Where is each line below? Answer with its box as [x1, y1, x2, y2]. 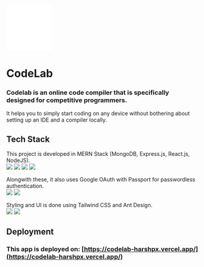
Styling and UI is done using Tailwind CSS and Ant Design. [6, 202, 153, 209]
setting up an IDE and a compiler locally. [6, 116, 107, 123]
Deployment [6, 226, 54, 236]
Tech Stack [6, 134, 50, 144]
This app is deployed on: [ [6, 244, 85, 253]
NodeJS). [6, 157, 30, 164]
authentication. [6, 182, 44, 190]
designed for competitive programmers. [6, 96, 128, 104]
